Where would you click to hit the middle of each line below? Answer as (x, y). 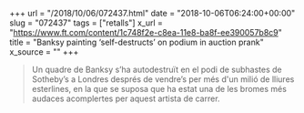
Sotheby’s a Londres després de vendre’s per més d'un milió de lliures (163, 79)
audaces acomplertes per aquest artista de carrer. (126, 98)
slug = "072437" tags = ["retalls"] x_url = (86, 23)
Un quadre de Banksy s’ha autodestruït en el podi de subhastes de (157, 69)
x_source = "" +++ (44, 52)
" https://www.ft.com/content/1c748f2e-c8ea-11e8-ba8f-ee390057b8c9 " (146, 32)
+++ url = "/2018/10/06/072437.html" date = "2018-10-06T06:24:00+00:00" (152, 13)
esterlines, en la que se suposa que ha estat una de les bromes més (159, 89)
